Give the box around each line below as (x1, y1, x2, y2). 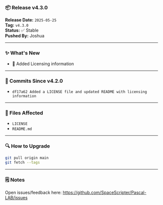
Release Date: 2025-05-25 (5, 17, 57, 23)
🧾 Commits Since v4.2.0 (5, 77, 63, 84)
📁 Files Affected (5, 109, 44, 116)
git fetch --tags (5, 160, 40, 165)
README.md (12, 127, 33, 131)
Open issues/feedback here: (5, 189, 62, 195)
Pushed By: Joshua (5, 33, 45, 39)
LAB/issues (5, 194, 28, 201)
